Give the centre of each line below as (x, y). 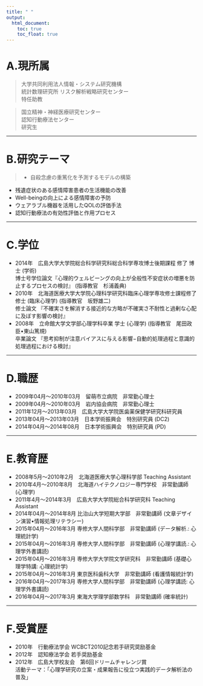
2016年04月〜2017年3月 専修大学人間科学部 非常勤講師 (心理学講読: (101, 581)
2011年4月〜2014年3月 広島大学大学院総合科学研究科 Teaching (95, 499)
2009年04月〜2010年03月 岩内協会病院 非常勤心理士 (85, 404)
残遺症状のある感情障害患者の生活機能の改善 (71, 190)
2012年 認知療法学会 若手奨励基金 (59, 654)
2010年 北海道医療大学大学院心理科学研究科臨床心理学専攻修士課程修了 (106, 293)
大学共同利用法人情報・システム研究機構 (71, 84)
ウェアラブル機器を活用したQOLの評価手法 (68, 205)
